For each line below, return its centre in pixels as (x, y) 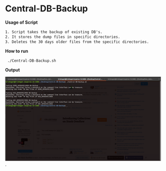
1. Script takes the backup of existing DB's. (54, 32)
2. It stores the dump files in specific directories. (63, 37)
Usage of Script (21, 22)
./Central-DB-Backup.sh (32, 61)
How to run (17, 51)
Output (13, 70)
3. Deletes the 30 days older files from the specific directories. (77, 42)
